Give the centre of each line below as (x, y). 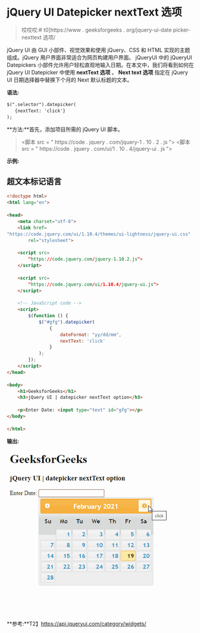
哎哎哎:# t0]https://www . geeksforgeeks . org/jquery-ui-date (96, 30)
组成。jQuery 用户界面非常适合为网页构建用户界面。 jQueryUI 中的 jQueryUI (99, 57)
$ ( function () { (48, 316)
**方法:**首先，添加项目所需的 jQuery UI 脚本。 (65, 129)
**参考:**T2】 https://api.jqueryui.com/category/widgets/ (76, 623)
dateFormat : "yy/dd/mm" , (90, 334)
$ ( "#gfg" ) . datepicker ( (67, 322)
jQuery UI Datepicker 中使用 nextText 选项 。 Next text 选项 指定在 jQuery (97, 72)
